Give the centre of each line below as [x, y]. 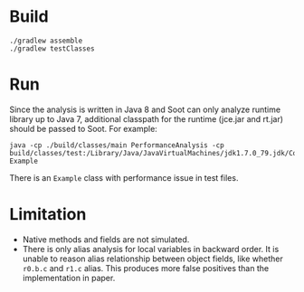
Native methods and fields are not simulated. [106, 239]
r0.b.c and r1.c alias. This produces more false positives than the [146, 268]
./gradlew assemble [46, 41]
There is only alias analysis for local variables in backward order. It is [151, 249]
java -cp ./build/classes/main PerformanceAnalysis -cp [117, 145]
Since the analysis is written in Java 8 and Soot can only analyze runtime [145, 109]
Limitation [48, 215]
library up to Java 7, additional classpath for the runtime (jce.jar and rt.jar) [146, 118]
